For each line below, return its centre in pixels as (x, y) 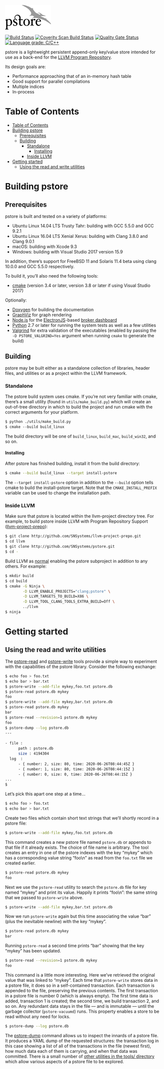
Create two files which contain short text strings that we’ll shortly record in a (82, 818)
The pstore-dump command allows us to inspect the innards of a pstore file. (82, 1035)
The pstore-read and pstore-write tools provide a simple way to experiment (81, 661)
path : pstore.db (36, 748)
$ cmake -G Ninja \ (25, 586)
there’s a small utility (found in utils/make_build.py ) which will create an (78, 402)
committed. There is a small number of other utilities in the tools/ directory (80, 1056)
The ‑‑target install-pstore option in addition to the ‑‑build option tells (79, 483)
